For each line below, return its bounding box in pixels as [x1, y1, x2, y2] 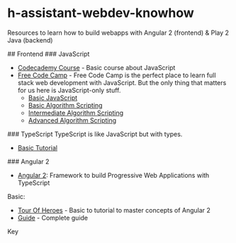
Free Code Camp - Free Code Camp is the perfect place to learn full [17, 71, 216, 79]
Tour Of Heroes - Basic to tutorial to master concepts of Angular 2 [17, 205, 211, 214]
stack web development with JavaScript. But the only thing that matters [17, 78, 227, 86]
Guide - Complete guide [17, 213, 89, 222]
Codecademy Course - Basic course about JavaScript [17, 63, 176, 72]
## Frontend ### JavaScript [7, 50, 90, 58]
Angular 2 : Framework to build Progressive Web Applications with [17, 171, 210, 179]
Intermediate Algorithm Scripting [28, 108, 124, 117]
